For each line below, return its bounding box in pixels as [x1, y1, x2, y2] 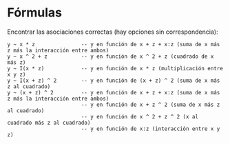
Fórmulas [7, 5, 62, 21]
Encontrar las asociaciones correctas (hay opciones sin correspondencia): [7, 28, 218, 36]
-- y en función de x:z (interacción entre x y [81, 125, 220, 132]
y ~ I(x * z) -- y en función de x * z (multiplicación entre [7, 65, 224, 72]
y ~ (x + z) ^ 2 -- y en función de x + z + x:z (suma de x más [7, 89, 220, 96]
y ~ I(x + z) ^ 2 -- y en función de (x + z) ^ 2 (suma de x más [7, 77, 220, 84]
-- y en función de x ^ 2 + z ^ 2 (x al [81, 113, 198, 120]
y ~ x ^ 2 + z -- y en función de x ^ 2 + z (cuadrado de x [7, 53, 214, 60]
